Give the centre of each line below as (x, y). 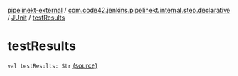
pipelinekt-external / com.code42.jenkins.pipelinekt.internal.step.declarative (119, 10)
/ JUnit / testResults (36, 18)
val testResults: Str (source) (53, 65)
